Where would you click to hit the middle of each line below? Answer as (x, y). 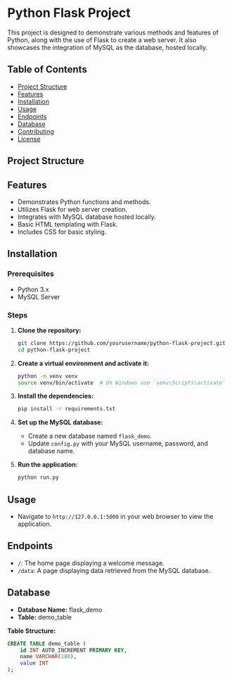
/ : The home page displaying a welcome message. (91, 563)
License (29, 139)
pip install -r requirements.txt (66, 409)
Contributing (36, 131)
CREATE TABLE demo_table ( (47, 643)
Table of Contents (47, 69)
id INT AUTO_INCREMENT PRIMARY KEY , (74, 650)
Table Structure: (32, 631)
